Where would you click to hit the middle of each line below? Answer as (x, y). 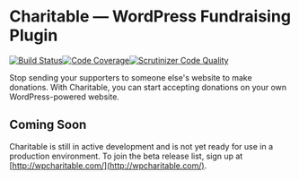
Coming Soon (48, 125)
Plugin (34, 35)
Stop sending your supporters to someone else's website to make (131, 77)
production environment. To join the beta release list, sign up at (126, 156)
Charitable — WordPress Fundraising (150, 17)
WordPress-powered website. (64, 97)
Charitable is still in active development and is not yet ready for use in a (141, 146)
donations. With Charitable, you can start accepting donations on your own (148, 87)
